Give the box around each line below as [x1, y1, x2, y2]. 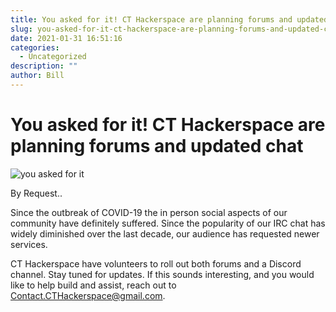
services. [10, 238, 48, 250]
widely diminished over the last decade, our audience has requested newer [10, 227, 320, 240]
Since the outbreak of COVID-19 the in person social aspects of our [10, 206, 288, 218]
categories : [10, 42, 60, 53]
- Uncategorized [19, 52, 87, 62]
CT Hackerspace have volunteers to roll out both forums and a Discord [10, 257, 302, 270]
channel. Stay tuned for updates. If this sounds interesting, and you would [10, 268, 315, 280]
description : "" [10, 61, 78, 71]
